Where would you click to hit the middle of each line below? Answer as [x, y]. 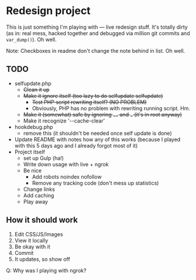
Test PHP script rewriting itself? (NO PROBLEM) [90, 102]
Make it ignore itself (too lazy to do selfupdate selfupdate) [93, 95]
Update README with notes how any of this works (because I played [97, 139]
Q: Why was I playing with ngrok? [46, 270]
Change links [39, 189]
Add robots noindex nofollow [67, 176]
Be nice [32, 170]
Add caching [39, 195]
